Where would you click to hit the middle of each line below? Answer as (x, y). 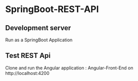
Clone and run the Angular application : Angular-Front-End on (69, 68)
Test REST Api (28, 56)
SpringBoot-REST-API (52, 9)
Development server (38, 28)
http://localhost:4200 (27, 73)
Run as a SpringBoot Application (39, 40)
